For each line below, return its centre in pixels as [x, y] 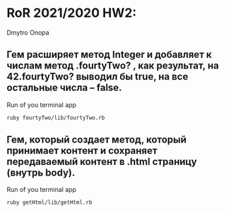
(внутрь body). [41, 173]
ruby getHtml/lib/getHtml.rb [49, 202]
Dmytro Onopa [28, 32]
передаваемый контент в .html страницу [102, 162]
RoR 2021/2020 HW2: [72, 13]
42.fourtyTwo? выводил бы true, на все [97, 77]
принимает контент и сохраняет [82, 151]
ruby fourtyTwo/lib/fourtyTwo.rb [56, 118]
